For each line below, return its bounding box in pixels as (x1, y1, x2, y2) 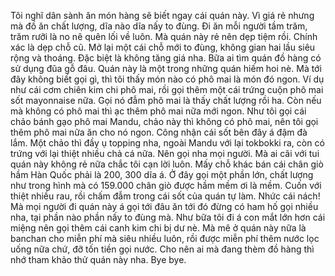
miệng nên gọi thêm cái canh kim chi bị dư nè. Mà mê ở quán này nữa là (10, 222, 307, 234)
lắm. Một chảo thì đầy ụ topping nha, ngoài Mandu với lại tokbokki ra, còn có (10, 137, 325, 149)
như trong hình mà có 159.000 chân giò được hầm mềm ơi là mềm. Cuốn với (10, 180, 322, 191)
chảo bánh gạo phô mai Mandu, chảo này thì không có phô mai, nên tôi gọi (10, 116, 319, 127)
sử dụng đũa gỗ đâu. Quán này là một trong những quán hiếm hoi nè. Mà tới (10, 63, 322, 74)
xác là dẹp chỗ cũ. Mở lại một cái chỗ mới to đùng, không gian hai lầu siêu (10, 41, 316, 53)
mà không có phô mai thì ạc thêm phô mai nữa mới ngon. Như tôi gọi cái (10, 105, 307, 117)
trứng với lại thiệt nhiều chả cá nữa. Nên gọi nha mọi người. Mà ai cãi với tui (10, 148, 320, 159)
